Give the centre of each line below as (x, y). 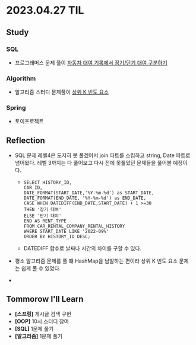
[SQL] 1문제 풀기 (34, 329)
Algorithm (21, 78)
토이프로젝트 (29, 122)
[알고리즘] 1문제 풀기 (38, 336)
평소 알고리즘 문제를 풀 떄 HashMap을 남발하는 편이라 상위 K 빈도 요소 (96, 261)
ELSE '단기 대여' (42, 216)
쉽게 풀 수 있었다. (41, 269)
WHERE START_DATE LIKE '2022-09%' (66, 232)
